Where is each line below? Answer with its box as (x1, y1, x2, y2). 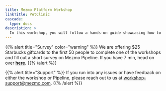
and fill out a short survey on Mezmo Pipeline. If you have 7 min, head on (5, 55, 155, 60)
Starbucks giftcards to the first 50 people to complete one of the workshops (5, 49, 161, 55)
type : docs (9, 21, 32, 26)
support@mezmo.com (5, 80, 51, 86)
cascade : (5, 16, 23, 21)
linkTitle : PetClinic (5, 12, 50, 17)
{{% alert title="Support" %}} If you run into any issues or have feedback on (5, 70, 161, 75)
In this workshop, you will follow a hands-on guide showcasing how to (9, 30, 162, 35)
